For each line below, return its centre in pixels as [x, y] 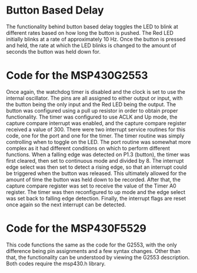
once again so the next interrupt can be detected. [66, 205]
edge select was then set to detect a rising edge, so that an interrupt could [96, 167]
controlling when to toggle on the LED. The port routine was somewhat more [98, 142]
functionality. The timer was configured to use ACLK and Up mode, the [92, 117]
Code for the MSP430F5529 [76, 228]
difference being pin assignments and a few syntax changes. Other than [94, 251]
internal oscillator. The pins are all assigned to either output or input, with [94, 98]
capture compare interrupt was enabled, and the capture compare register [96, 123]
